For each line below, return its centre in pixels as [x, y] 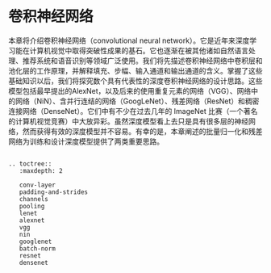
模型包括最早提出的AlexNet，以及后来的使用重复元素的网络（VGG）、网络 [130, 90]
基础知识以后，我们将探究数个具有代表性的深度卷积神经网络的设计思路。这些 [135, 81]
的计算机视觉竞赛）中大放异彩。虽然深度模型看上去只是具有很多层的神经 [128, 121]
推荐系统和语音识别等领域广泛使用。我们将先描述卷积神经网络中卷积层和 [142, 61]
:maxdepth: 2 [41, 170]
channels [33, 199]
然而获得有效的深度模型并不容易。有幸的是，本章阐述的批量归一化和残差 [142, 131]
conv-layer [38, 185]
